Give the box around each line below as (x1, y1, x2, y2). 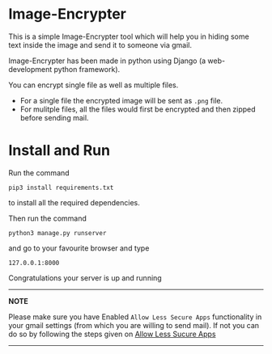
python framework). (53, 64, 121, 74)
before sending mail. (19, 112, 89, 122)
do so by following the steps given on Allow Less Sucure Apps (8, 329, 216, 339)
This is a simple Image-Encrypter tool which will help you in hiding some (8, 32, 249, 41)
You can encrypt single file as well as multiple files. (8, 80, 179, 90)
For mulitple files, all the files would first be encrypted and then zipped (19, 104, 257, 114)
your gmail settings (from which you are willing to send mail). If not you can (8, 320, 260, 330)
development (8, 64, 53, 74)
